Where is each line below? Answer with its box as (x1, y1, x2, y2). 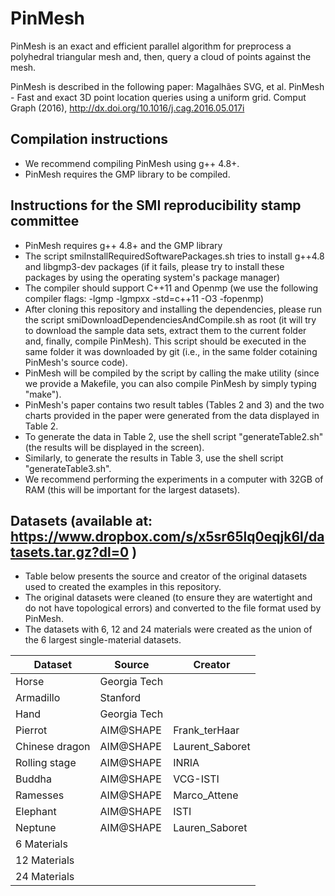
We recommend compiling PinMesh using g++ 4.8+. (24, 157, 240, 169)
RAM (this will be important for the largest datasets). (24, 483, 241, 496)
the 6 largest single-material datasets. (24, 634, 182, 646)
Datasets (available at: (10, 512, 153, 529)
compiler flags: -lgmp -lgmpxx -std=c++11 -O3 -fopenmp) (24, 292, 264, 304)
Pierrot (15, 723, 48, 737)
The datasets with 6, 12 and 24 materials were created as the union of (24, 623, 313, 636)
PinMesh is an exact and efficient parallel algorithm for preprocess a (10, 40, 292, 52)
